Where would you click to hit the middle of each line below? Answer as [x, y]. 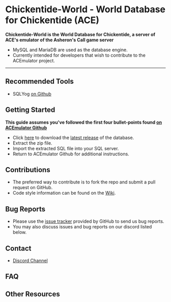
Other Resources [33, 294]
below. [20, 232]
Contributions [28, 170]
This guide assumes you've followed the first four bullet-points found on [84, 122]
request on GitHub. [33, 188]
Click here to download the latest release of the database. [73, 137]
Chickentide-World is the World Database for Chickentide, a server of [80, 34]
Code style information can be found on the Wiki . [64, 193]
